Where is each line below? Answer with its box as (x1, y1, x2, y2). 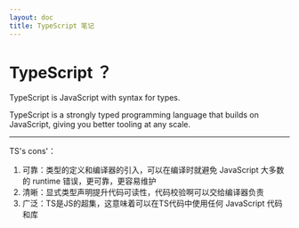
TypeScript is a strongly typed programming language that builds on (9, 110, 260, 120)
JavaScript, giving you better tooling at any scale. (9, 119, 191, 130)
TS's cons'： (9, 146, 56, 157)
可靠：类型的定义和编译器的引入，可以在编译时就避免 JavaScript (21, 165, 259, 175)
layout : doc (9, 12, 53, 22)
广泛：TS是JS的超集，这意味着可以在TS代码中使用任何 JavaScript (21, 198, 265, 209)
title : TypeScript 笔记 (9, 21, 95, 30)
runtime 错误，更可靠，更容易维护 (32, 175, 157, 187)
